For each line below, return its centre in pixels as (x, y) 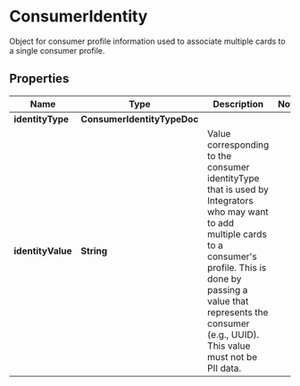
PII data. (224, 368)
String (94, 250)
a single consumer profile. (57, 50)
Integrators (230, 200)
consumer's (232, 256)
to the (219, 155)
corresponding (238, 145)
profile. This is (237, 267)
